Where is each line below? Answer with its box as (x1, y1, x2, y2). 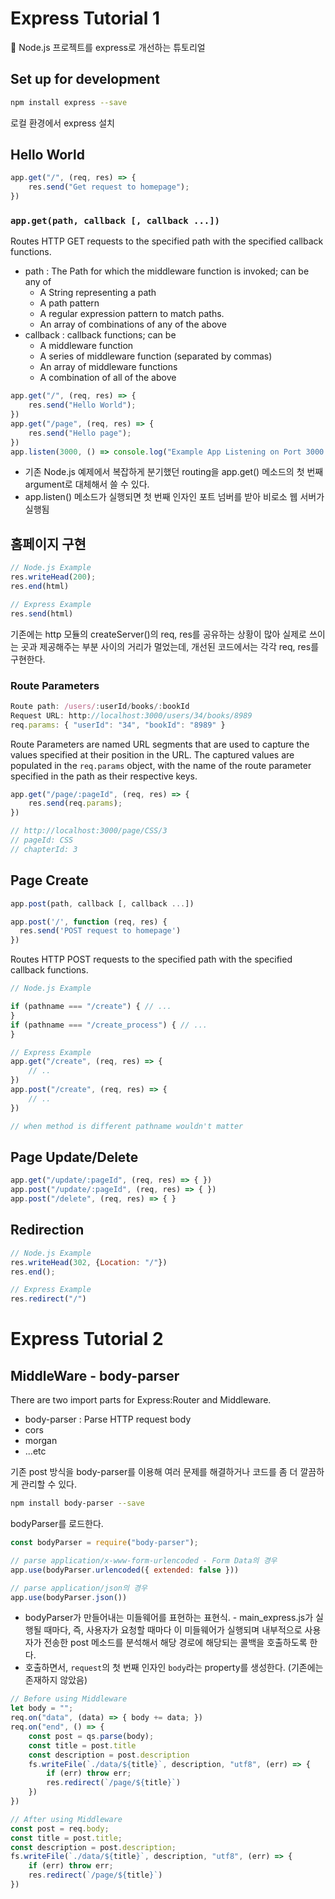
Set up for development (10, 71, 160, 88)
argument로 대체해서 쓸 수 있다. (24, 478, 150, 491)
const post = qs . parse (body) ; (28, 1731, 155, 1741)
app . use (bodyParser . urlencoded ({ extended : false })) (10, 1565, 240, 1575)
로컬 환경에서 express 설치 (10, 117, 115, 129)
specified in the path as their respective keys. (10, 770, 198, 782)
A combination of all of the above (39, 372, 177, 384)
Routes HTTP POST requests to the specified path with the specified (10, 953, 293, 966)
